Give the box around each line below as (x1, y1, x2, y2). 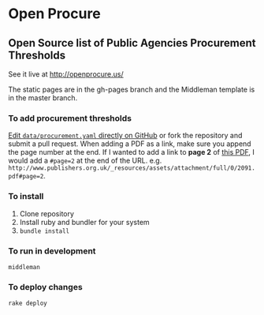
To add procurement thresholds (8, 112, 132, 123)
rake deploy (8, 299, 47, 308)
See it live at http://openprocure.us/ (8, 69, 124, 79)
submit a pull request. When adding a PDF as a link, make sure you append (8, 139, 251, 148)
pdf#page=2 (8, 173, 44, 181)
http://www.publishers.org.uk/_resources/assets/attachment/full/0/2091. (8, 164, 256, 172)
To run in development (8, 246, 96, 257)
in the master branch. (8, 93, 78, 103)
